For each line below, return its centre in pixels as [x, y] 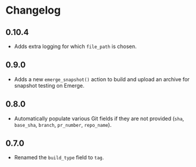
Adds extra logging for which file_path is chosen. [75, 46]
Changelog [33, 10]
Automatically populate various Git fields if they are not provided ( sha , [99, 118]
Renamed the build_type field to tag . [59, 158]
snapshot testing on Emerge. [49, 85]
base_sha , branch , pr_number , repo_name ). [63, 124]
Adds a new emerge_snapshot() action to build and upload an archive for [102, 79]
